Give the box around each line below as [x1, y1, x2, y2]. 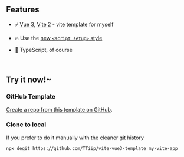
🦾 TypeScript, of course [14, 46, 73, 53]
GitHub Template [6, 93, 56, 101]
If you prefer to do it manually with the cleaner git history [6, 134, 144, 141]
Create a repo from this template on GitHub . [6, 106, 113, 113]
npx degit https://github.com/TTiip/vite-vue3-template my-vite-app [6, 145, 178, 151]
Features [6, 5, 40, 15]
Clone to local [6, 120, 47, 129]
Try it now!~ [6, 75, 52, 85]
